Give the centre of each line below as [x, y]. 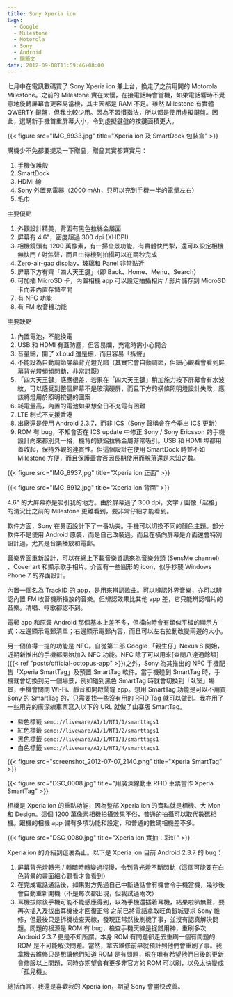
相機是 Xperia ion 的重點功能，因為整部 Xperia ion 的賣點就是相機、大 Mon [114, 805]
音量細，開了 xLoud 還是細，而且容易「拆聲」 [83, 353]
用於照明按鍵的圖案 [63, 397]
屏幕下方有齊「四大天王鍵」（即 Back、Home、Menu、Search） [109, 271]
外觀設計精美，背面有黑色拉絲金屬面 [69, 228]
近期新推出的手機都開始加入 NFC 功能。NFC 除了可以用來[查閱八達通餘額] [113, 654]
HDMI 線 [29, 181]
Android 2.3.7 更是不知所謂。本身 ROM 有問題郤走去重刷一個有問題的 [116, 936]
